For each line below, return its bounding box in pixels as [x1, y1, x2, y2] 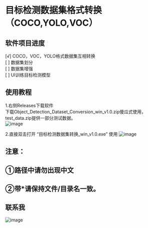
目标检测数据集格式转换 [5, 5, 102, 16]
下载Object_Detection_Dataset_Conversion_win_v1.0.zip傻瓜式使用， [5, 109, 146, 115]
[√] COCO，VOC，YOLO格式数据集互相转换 [5, 53, 95, 59]
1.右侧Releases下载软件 [5, 102, 54, 108]
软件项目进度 [5, 39, 45, 47]
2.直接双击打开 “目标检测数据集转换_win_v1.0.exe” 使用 [5, 131, 118, 137]
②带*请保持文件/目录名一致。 [5, 184, 100, 193]
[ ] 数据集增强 [5, 66, 34, 71]
